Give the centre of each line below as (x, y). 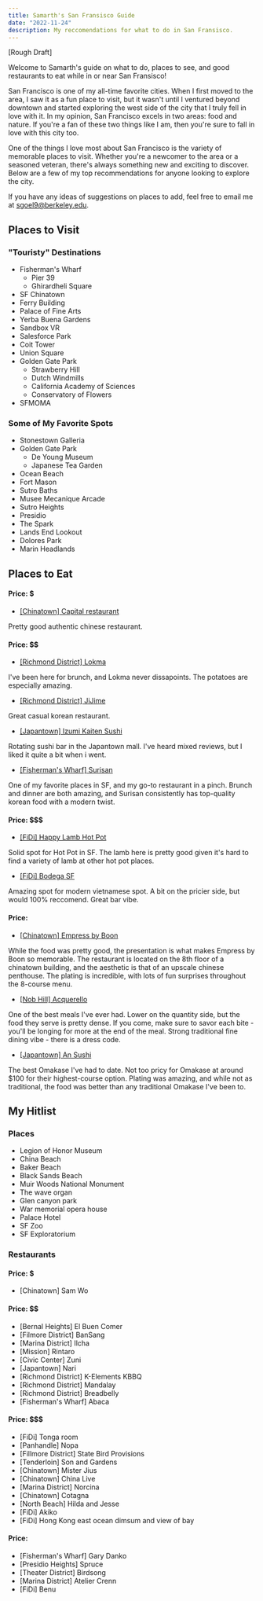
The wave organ (46, 1192)
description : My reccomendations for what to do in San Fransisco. (121, 30)
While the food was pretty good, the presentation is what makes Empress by (131, 950)
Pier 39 (43, 278)
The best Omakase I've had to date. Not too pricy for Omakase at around (126, 1070)
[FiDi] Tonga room (49, 1437)
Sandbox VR (40, 328)
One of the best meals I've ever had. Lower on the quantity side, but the (124, 1014)
